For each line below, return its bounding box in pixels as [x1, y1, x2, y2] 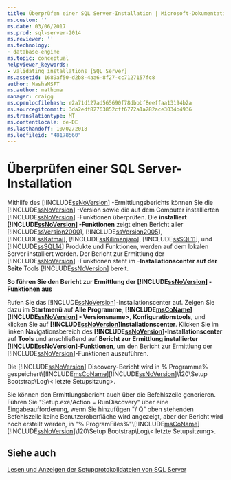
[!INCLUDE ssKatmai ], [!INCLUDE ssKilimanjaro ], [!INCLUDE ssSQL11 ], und [7, 235, 212, 243]
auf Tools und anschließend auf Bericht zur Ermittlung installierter [7, 335, 199, 343]
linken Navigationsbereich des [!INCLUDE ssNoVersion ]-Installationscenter [7, 327, 223, 336]
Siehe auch [7, 447, 56, 459]
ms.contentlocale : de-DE [7, 118, 78, 126]
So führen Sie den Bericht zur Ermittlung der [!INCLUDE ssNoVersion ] [7, 278, 208, 286]
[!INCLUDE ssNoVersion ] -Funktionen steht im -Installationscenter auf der [7, 257, 218, 265]
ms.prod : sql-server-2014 [7, 29, 81, 36]
